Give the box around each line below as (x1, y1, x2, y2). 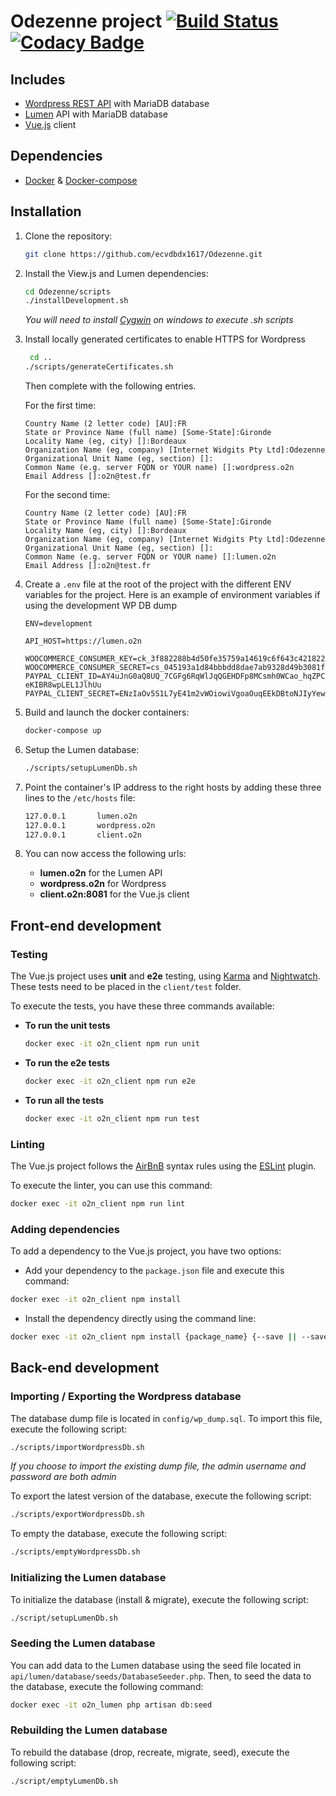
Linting (10, 1137, 45, 1151)
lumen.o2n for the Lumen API (39, 867, 163, 879)
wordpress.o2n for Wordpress (39, 878, 167, 890)
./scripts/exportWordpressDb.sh (10, 1510, 145, 1520)
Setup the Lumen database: (24, 743, 140, 755)
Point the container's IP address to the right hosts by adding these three (24, 781, 322, 793)
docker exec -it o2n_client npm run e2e (24, 1076, 196, 1086)
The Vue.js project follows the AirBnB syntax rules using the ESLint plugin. (10, 1160, 317, 1172)
